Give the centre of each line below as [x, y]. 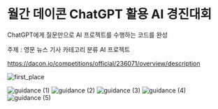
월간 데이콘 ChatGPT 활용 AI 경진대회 [109, 14]
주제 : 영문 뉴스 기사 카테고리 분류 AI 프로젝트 [69, 49]
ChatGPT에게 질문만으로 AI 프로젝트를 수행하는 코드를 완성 [87, 35]
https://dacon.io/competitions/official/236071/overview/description [104, 63]
